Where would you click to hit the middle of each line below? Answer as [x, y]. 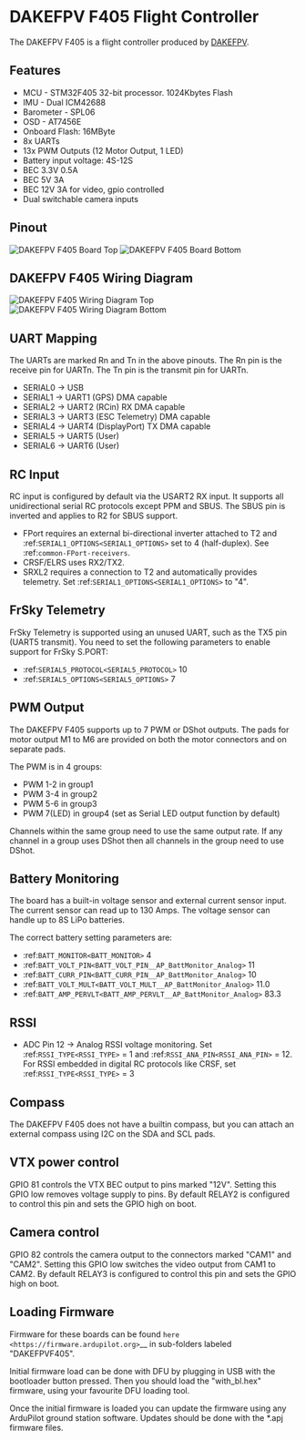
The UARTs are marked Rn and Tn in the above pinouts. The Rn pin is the [146, 361]
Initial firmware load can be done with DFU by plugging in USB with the [142, 1371]
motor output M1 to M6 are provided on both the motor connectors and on [148, 739]
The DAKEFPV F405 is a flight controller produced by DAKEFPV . [129, 42]
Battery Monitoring [65, 879]
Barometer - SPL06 [59, 112]
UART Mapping [53, 338]
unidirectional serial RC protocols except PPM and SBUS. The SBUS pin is [147, 506]
